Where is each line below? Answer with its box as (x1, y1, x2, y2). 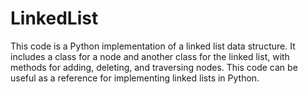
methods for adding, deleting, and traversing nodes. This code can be (10, 61, 298, 73)
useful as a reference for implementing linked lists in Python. (10, 72, 260, 84)
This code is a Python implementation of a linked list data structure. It (10, 40, 296, 52)
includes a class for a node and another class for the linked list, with (10, 50, 290, 62)
